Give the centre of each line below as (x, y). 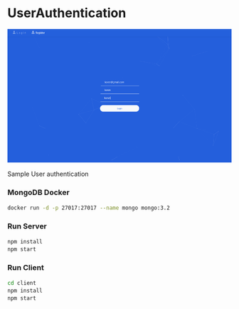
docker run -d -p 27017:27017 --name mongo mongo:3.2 (89, 208)
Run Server (27, 226)
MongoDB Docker (38, 192)
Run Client (26, 268)
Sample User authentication (48, 174)
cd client (22, 283)
